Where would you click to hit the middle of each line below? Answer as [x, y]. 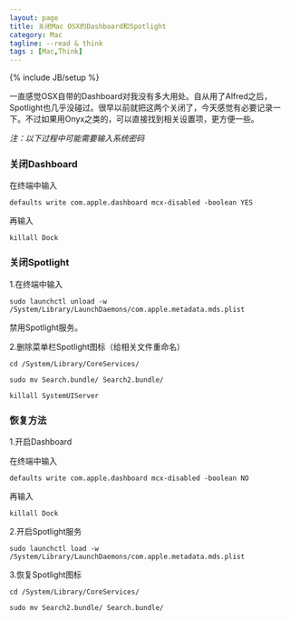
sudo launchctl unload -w [58, 301]
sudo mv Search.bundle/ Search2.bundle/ [87, 380]
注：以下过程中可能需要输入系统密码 [77, 138]
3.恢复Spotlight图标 [46, 575]
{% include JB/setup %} [54, 77]
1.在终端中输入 [36, 284]
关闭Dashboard [43, 165]
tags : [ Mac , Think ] [46, 52]
